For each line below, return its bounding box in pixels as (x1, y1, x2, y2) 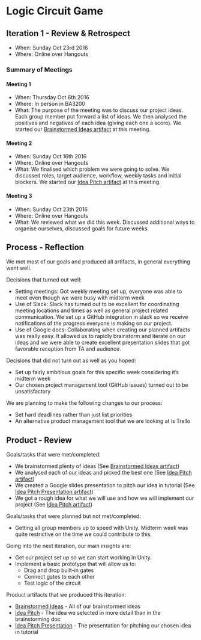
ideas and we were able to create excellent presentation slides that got (14, 339, 190, 346)
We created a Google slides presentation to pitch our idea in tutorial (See (14, 482, 195, 489)
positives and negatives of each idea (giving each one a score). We (14, 119, 182, 127)
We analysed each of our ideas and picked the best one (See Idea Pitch (14, 469, 192, 476)
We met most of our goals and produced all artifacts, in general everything (6, 258, 191, 265)
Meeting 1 (6, 80, 31, 88)
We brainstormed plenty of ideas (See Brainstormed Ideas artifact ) (14, 463, 180, 470)
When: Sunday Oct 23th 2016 (14, 206, 88, 213)
